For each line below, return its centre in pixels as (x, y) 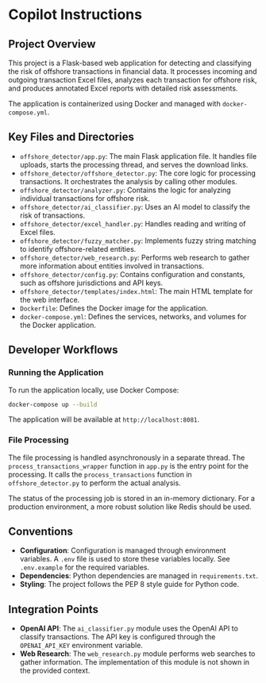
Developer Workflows (63, 350)
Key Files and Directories (71, 137)
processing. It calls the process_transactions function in (100, 474)
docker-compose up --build (53, 404)
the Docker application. (58, 325)
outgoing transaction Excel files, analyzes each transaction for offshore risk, (133, 80)
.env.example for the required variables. (84, 567)
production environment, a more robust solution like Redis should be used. (130, 507)
